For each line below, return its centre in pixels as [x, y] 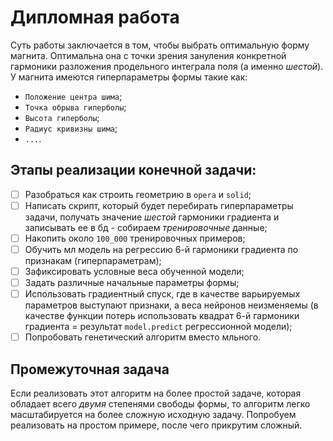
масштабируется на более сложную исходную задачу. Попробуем [153, 415]
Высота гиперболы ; [62, 117]
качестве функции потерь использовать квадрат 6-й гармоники [162, 316]
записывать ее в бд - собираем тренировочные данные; [146, 227]
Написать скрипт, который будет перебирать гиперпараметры [159, 205]
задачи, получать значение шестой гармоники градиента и [152, 217]
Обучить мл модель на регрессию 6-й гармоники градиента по [161, 249]
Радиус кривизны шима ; [71, 128]
